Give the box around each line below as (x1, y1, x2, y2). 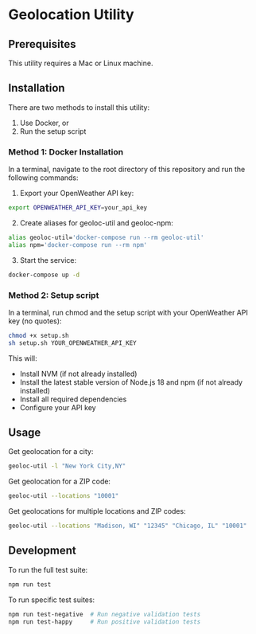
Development (8, 544, 77, 558)
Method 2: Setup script (8, 289, 99, 300)
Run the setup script (19, 126, 87, 136)
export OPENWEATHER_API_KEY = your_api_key (8, 204, 148, 212)
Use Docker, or (19, 118, 69, 127)
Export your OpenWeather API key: (19, 189, 134, 198)
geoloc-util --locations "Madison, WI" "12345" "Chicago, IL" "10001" (8, 522, 247, 530)
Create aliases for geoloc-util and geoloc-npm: (19, 217, 173, 228)
